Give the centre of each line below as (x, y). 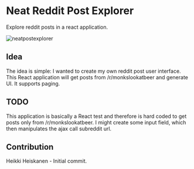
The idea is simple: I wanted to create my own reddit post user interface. (93, 71)
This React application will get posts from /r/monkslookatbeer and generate (97, 77)
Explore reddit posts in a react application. (57, 27)
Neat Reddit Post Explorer (70, 11)
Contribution (30, 147)
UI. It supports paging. (33, 83)
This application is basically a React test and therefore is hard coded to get (96, 116)
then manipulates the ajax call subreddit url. (59, 129)
